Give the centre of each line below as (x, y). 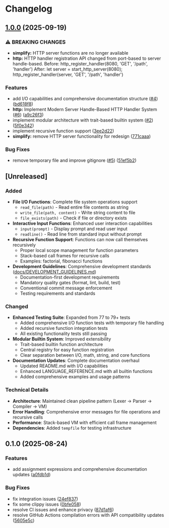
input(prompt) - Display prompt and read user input (74, 229)
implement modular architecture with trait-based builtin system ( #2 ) (83, 120)
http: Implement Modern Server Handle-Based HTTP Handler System (85, 109)
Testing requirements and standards (58, 293)
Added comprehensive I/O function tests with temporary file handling (92, 323)
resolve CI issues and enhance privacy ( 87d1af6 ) (63, 509)
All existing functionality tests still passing (64, 334)
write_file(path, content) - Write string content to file (78, 213)
